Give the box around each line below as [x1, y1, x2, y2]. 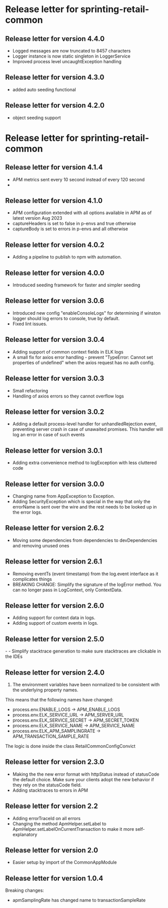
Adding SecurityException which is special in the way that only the [12, 498, 151, 505]
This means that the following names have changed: [5, 697, 114, 702]
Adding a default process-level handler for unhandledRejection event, [12, 421, 157, 427]
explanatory [12, 831, 38, 837]
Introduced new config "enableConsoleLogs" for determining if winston [12, 310, 161, 316]
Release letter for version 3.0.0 [5, 480, 105, 488]
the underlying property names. [12, 687, 78, 693]
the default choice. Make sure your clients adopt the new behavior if [12, 776, 154, 782]
